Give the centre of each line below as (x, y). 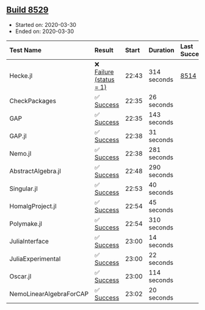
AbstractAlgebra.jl (35, 171)
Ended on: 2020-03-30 (45, 31)
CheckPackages (33, 101)
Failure (104, 71)
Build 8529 (27, 10)
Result (104, 50)
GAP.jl (18, 135)
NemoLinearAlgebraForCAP (49, 294)
